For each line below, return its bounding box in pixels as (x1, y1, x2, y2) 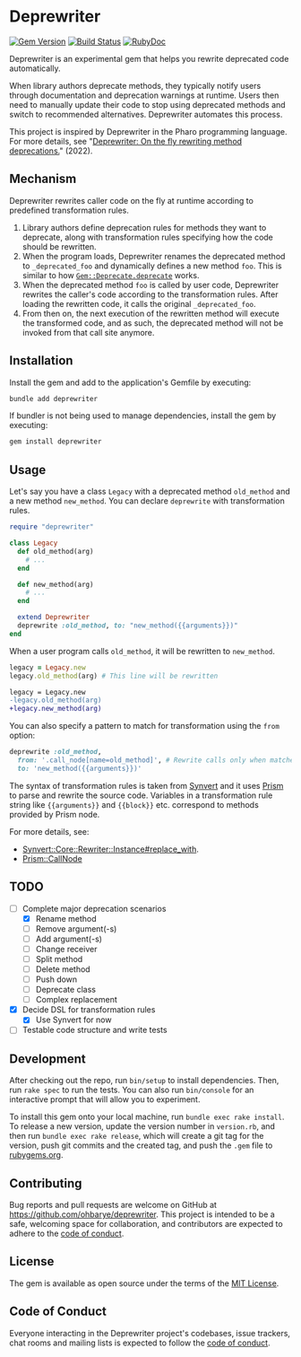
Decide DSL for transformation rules (21, 1004, 156, 1015)
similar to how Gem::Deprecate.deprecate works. (21, 269, 200, 280)
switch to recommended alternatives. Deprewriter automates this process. (9, 109, 283, 119)
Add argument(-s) (35, 933, 103, 944)
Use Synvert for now (35, 1014, 112, 1025)
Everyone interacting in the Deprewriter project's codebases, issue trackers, (9, 1327, 291, 1338)
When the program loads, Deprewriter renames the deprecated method (21, 250, 286, 261)
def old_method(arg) (17, 547, 94, 556)
